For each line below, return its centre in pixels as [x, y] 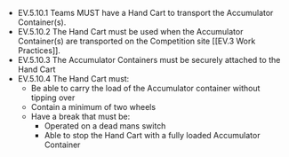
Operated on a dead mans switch [105, 126]
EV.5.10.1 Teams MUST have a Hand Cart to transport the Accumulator [145, 13]
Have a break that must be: [80, 116]
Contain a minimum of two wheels [93, 107]
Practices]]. [39, 51]
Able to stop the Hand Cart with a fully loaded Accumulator [152, 135]
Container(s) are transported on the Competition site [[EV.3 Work [136, 41]
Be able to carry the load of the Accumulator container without [145, 88]
